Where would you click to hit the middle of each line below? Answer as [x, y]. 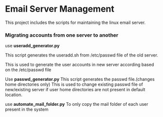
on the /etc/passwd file [28, 70]
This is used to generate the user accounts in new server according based [80, 65]
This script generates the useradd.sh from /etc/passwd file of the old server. [81, 55]
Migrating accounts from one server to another [62, 35]
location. [14, 95]
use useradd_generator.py [32, 46]
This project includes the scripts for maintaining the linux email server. [75, 22]
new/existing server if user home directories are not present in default [75, 90]
